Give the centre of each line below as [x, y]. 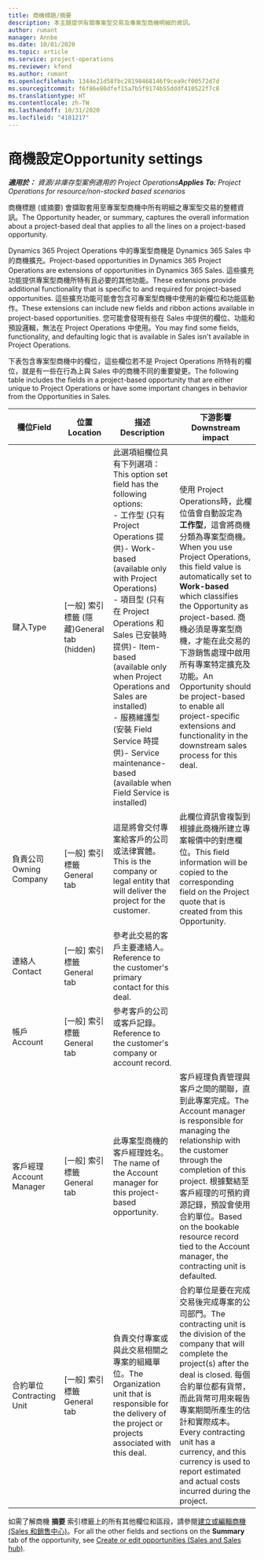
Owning [26, 869]
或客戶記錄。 [137, 1022]
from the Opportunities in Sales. [60, 396]
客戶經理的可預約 [211, 1193]
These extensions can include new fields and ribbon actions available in [138, 308]
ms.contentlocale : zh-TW [49, 103]
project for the [139, 901]
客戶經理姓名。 [141, 1152]
